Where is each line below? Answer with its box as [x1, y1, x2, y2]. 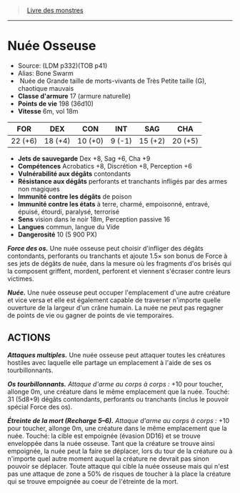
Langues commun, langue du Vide [17, 222, 120, 231]
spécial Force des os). [7, 402, 73, 411]
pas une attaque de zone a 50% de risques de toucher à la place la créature [7, 469, 231, 478]
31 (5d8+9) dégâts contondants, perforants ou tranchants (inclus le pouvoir [7, 394, 229, 403]
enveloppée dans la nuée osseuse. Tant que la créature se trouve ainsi [7, 439, 216, 447]
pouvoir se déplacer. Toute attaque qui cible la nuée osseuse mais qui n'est [7, 462, 229, 470]
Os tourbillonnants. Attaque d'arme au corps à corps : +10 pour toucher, [7, 379, 224, 388]
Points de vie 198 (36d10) [17, 99, 94, 108]
